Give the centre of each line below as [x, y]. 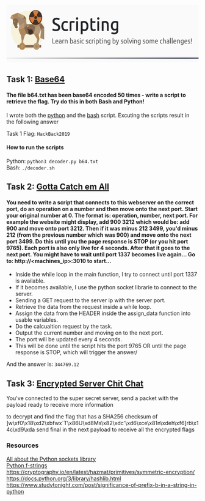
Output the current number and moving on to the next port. [89, 333]
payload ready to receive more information [60, 405]
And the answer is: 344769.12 [43, 364]
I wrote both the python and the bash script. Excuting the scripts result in [98, 115]
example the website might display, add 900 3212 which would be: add [98, 221]
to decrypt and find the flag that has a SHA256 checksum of [82, 417]
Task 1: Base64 [36, 79]
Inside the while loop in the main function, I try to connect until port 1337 [106, 275]
